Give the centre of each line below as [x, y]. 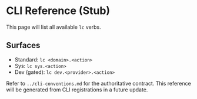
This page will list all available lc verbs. [54, 27]
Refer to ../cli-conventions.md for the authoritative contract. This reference [98, 83]
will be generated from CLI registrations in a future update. [77, 90]
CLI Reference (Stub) [58, 11]
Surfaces [23, 45]
